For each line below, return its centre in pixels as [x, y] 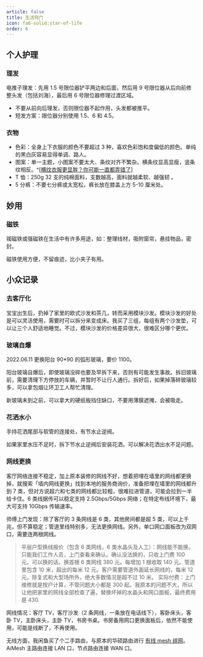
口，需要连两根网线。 [33, 534]
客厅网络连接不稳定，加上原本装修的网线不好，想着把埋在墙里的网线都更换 [99, 476]
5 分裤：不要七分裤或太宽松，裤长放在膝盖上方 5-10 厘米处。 [91, 185]
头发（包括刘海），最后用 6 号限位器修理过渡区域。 [74, 95]
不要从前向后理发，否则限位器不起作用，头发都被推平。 [84, 108]
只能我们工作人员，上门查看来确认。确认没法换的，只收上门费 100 [103, 554]
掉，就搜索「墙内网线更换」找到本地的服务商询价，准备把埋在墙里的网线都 [99, 483]
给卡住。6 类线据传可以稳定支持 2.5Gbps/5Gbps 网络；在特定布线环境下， [99, 498]
